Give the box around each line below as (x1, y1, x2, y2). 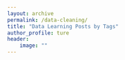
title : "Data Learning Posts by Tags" (7, 23, 119, 30)
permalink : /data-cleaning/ (7, 17, 88, 23)
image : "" (19, 42, 48, 49)
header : (7, 36, 30, 43)
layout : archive (7, 10, 54, 17)
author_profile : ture (7, 29, 70, 37)
